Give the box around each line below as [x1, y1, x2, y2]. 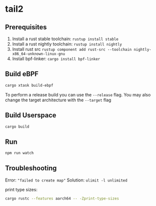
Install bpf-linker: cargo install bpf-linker [12, 56, 100, 62]
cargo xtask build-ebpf [5, 83, 54, 88]
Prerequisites [5, 23, 47, 31]
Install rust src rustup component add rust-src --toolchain [12, 46, 132, 52]
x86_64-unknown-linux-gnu [12, 51, 65, 56]
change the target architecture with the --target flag [5, 97, 111, 103]
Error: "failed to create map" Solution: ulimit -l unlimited [5, 177, 128, 183]
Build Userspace [5, 111, 57, 119]
